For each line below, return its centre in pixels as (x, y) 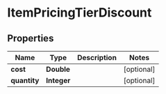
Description (97, 58)
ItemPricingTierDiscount (80, 13)
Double (58, 69)
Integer (58, 81)
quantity (25, 81)
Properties (31, 38)
